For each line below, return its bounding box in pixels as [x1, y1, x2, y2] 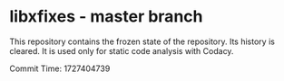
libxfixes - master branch [9, 6, 203, 27]
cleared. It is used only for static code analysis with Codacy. [9, 45, 234, 56]
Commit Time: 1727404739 [9, 63, 111, 74]
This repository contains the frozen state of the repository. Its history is [9, 36, 275, 47]
